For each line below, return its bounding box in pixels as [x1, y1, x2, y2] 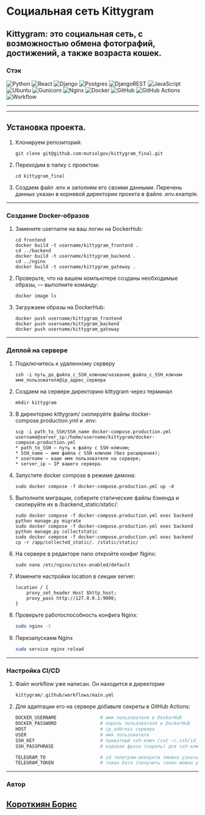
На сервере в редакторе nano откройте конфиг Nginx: [15, 550, 157, 558]
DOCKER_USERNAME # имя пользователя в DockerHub [15, 715, 182, 721]
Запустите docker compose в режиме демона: [15, 471, 136, 479]
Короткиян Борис [6, 799, 77, 809]
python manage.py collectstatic [15, 528, 98, 535]
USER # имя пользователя [15, 732, 149, 738]
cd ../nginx [15, 258, 46, 265]
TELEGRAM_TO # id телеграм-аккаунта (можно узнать [15, 754, 199, 761]
